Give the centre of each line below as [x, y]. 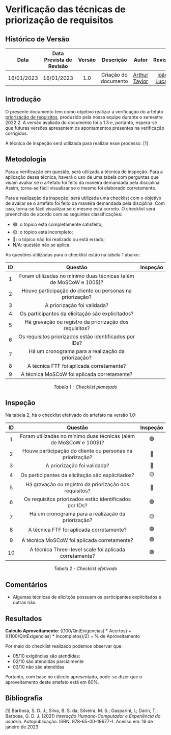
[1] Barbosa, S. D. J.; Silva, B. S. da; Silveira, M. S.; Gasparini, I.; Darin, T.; [82, 710]
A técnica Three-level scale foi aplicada [78, 550]
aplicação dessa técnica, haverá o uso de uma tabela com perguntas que [82, 177]
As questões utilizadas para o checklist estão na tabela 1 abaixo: [73, 254]
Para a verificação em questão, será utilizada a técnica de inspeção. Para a [84, 172]
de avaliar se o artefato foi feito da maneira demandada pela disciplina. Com [85, 203]
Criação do [115, 75]
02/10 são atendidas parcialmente [48, 661]
